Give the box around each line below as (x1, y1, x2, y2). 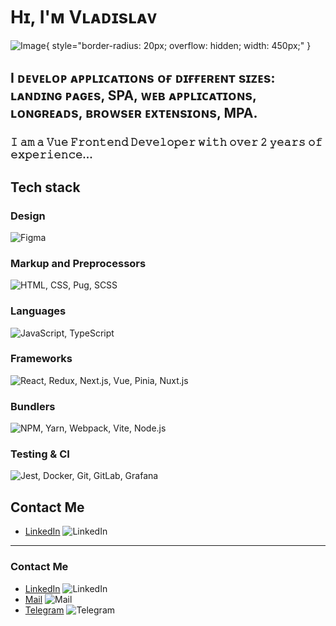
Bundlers (10, 399, 56, 413)
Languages (10, 304, 67, 318)
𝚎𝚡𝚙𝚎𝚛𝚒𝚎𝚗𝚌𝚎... (10, 148, 93, 162)
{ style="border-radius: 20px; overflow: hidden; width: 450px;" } (45, 39, 312, 51)
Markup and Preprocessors (10, 256, 147, 270)
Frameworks (10, 352, 73, 366)
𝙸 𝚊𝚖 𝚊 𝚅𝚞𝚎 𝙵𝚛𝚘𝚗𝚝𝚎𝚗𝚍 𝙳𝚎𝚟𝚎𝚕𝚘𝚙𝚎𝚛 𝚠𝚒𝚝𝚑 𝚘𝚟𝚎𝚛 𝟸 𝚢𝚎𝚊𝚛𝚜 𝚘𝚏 (10, 135, 323, 149)
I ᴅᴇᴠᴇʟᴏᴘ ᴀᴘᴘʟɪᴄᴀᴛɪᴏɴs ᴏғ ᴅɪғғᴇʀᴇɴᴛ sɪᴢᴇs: (10, 70, 276, 87)
